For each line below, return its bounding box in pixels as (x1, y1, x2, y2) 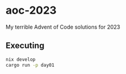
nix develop (5, 56, 36, 63)
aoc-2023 (5, 4, 57, 17)
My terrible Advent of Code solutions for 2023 (5, 23, 121, 30)
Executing (5, 41, 45, 51)
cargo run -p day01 (5, 62, 55, 68)
